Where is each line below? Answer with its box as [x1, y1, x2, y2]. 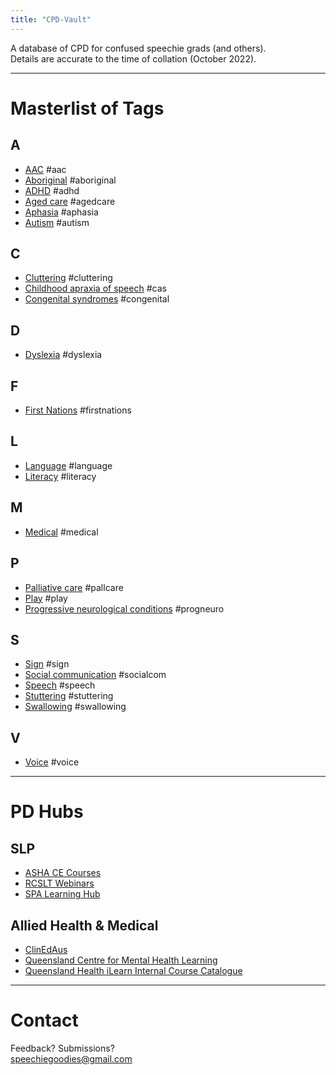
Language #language [24, 459, 113, 471]
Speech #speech [24, 679, 96, 691]
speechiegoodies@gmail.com [10, 1052, 133, 1065]
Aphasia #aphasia [24, 206, 99, 218]
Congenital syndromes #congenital [24, 293, 170, 305]
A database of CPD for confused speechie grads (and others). [10, 42, 267, 54]
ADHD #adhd [24, 184, 80, 196]
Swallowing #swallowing [24, 701, 127, 713]
